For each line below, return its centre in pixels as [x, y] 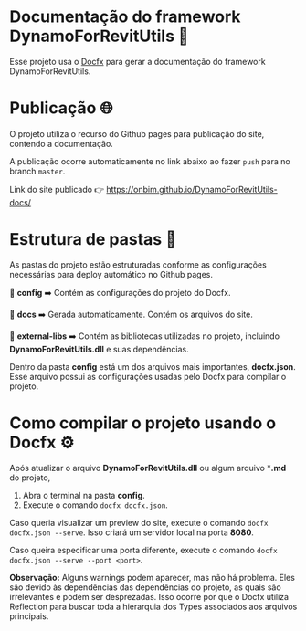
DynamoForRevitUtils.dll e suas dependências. [99, 349]
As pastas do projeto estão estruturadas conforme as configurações [138, 264]
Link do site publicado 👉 [57, 189]
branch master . [37, 171]
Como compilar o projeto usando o [143, 423]
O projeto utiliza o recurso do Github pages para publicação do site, [137, 133]
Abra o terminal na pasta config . [84, 495]
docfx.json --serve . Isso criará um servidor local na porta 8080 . [132, 532]
